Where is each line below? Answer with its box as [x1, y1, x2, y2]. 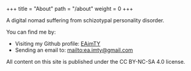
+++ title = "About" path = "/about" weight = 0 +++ [6, 5, 134, 12]
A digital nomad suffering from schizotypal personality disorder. [6, 17, 164, 23]
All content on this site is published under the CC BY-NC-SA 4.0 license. [6, 58, 186, 65]
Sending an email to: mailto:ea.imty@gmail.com [14, 46, 134, 54]
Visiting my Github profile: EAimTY [14, 40, 101, 47]
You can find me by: [6, 28, 56, 35]
